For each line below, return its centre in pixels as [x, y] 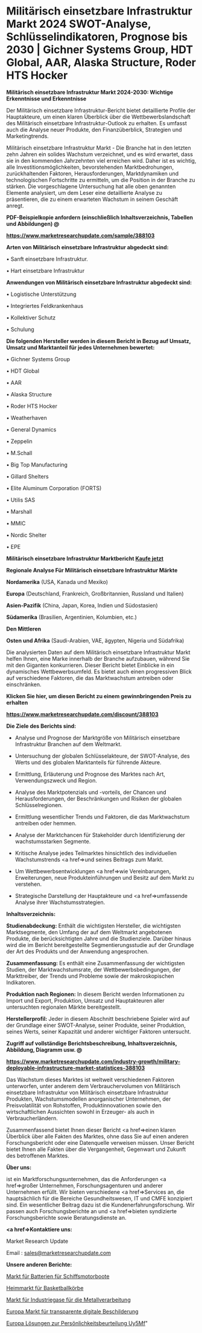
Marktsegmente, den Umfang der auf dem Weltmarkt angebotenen [89, 932]
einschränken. [24, 684]
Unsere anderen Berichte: [39, 1264]
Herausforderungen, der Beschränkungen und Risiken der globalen [98, 798]
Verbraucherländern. [32, 1118]
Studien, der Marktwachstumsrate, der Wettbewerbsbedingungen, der [93, 969]
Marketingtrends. [28, 136]
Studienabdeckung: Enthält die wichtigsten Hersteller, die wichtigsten [93, 925]
